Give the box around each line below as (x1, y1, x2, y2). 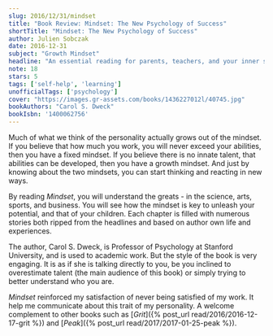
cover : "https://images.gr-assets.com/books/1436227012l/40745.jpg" (8, 95, 245, 103)
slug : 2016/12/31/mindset (8, 11, 96, 20)
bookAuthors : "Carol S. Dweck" (8, 103, 115, 111)
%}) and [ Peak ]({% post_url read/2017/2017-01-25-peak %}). (31, 318, 237, 328)
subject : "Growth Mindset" (8, 50, 100, 58)
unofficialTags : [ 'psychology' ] (8, 87, 118, 96)
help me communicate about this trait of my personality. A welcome (8, 301, 235, 310)
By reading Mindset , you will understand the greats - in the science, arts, (8, 192, 252, 201)
